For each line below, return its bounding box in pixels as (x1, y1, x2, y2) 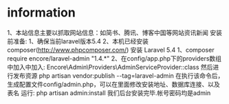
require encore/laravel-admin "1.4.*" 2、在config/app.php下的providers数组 (7, 54, 222, 63)
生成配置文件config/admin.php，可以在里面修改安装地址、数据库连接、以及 (7, 80, 220, 88)
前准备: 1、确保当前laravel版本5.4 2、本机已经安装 (7, 37, 149, 45)
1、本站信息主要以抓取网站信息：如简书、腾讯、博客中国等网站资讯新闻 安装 (7, 28, 222, 37)
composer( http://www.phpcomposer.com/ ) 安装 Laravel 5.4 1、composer (7, 45, 215, 54)
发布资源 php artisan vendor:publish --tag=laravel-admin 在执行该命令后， (12, 71, 224, 80)
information (7, 5, 76, 21)
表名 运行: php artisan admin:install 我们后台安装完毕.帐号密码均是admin (7, 88, 211, 97)
